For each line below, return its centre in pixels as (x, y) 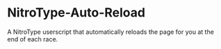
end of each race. (33, 39)
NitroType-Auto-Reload (76, 13)
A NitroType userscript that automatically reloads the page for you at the (110, 32)
